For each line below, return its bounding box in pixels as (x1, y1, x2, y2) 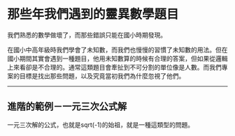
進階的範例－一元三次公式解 (7, 100, 127, 112)
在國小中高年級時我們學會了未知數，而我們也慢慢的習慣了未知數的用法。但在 (7, 45, 228, 54)
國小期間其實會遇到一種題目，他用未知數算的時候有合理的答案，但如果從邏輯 (7, 54, 228, 63)
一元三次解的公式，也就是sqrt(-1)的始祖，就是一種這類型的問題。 (7, 120, 194, 129)
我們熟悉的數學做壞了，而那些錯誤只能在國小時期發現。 (7, 31, 166, 39)
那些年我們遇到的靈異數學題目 (7, 6, 180, 22)
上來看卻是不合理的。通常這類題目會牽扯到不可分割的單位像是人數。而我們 (7, 63, 222, 71)
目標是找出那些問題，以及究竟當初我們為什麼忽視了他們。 (19, 71, 185, 80)
